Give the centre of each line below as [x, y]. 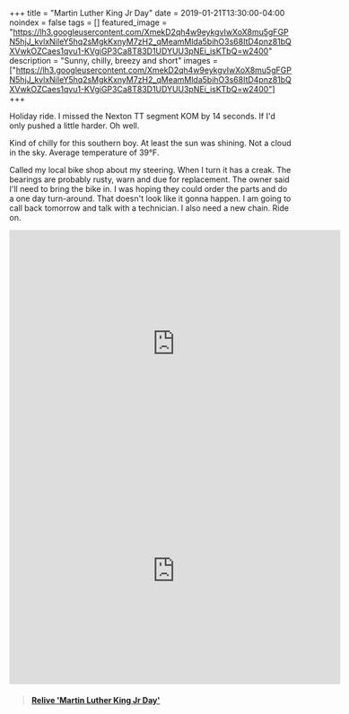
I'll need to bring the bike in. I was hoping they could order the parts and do [148, 189]
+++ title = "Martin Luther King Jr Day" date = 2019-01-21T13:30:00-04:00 [147, 13]
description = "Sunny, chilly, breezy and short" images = [113, 61]
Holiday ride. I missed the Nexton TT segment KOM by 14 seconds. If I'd [142, 116]
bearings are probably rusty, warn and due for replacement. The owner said [149, 179]
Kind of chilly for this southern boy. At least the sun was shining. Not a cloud [150, 143]
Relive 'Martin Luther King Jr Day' [96, 700]
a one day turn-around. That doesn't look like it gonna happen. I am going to [150, 198]
